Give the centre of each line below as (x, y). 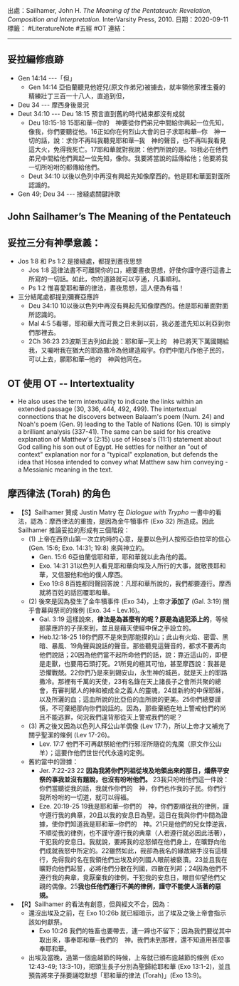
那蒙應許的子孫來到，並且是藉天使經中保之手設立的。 (117, 628)
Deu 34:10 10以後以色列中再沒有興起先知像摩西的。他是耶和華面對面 (128, 306)
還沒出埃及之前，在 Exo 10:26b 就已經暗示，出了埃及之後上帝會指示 (127, 913)
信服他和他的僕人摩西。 (92, 574)
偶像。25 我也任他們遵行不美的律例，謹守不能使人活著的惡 (137, 886)
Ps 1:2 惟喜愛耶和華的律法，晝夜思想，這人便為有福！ (106, 288)
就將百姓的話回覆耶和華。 (76, 592)
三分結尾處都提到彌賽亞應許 (58, 297)
